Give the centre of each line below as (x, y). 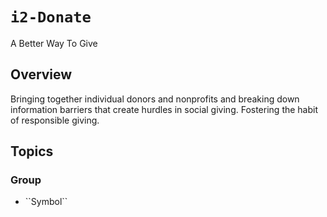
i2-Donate (51, 17)
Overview (41, 74)
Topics (32, 151)
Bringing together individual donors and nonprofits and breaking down (155, 99)
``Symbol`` (46, 202)
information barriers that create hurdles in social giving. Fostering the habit (164, 109)
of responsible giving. (55, 120)
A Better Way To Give (54, 43)
